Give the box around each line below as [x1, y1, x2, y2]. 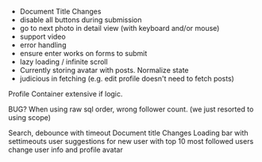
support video [19, 32, 66, 41]
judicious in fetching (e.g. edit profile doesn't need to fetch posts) [19, 74, 234, 83]
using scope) [8, 113, 52, 122]
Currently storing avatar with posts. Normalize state [19, 66, 189, 74]
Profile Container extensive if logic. [8, 89, 123, 98]
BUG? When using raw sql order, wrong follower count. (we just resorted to [8, 104, 254, 114]
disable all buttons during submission [19, 15, 142, 24]
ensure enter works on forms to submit [19, 49, 148, 58]
